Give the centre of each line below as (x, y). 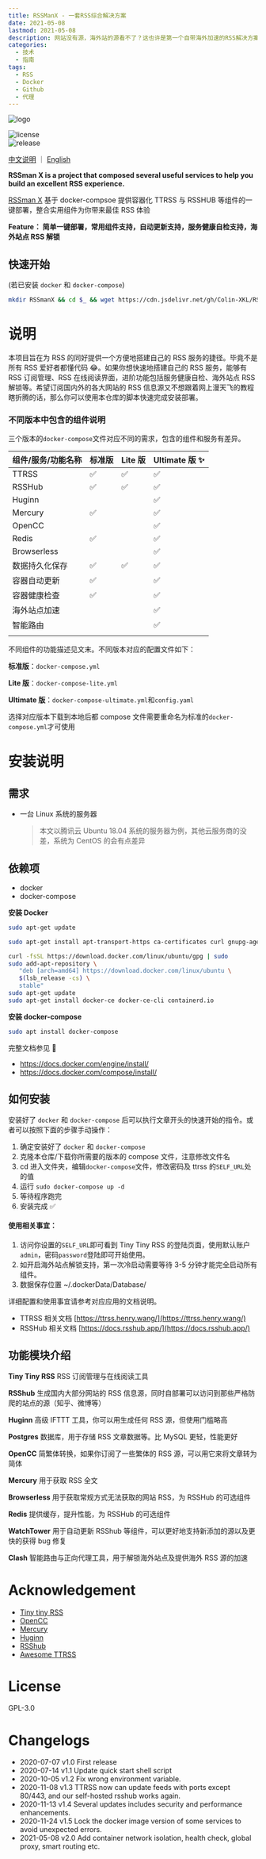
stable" (31, 986)
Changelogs (49, 1740)
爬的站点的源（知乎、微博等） (57, 1403)
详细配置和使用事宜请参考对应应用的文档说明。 (84, 1301)
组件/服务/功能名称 (47, 460)
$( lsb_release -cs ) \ (54, 978)
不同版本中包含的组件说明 (57, 420)
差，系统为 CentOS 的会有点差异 (92, 841)
